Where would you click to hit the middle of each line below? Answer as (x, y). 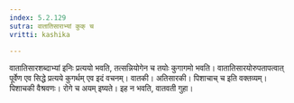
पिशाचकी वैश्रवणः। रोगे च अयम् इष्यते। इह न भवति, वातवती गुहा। (101, 89)
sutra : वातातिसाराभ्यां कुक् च (52, 26)
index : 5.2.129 (38, 18)
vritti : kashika (40, 34)
